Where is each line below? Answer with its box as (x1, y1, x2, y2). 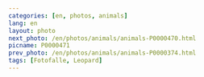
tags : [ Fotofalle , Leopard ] (8, 57, 103, 65)
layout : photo (8, 26, 56, 34)
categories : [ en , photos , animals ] (8, 11, 128, 20)
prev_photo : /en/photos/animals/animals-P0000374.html (8, 49, 197, 57)
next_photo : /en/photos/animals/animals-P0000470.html (8, 34, 197, 43)
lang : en (8, 19, 38, 27)
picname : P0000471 (8, 42, 70, 50)
